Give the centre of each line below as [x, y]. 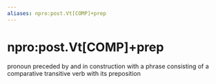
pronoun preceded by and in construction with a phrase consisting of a [108, 66]
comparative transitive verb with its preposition [74, 73]
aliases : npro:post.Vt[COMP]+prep [57, 13]
